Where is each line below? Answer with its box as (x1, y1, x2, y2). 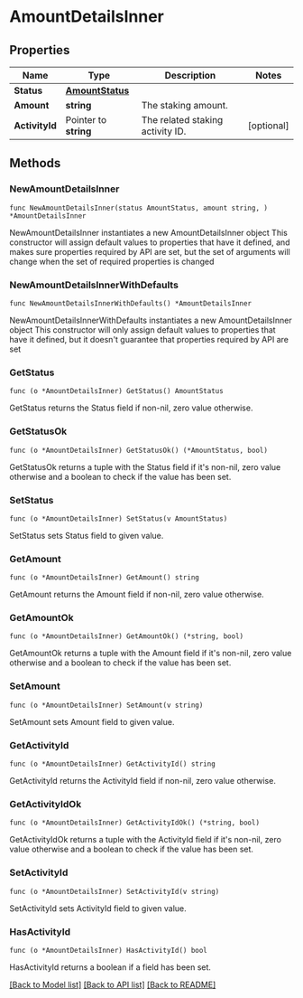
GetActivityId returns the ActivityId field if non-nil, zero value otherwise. (9, 776, 277, 786)
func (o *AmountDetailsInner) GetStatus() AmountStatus (9, 387, 224, 396)
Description (164, 70, 216, 81)
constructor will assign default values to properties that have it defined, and (9, 237, 290, 248)
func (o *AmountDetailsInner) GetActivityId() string (9, 759, 216, 769)
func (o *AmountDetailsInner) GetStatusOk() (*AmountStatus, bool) (9, 446, 269, 455)
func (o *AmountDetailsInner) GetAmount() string (9, 573, 200, 582)
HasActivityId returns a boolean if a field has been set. (9, 961, 212, 973)
